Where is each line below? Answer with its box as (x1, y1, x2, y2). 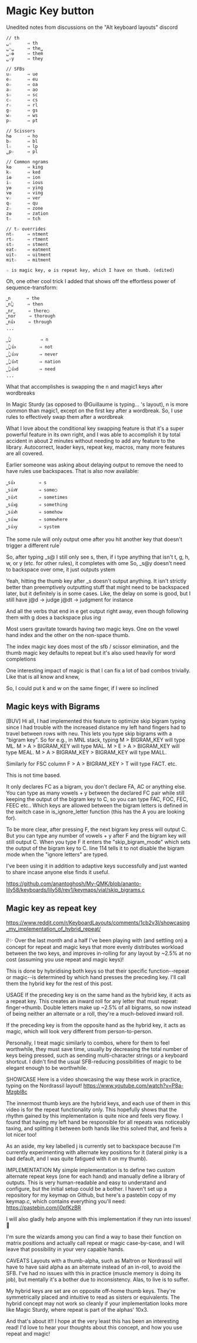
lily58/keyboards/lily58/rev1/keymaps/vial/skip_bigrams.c (6, 886, 145, 893)
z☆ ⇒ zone (6, 205, 44, 211)
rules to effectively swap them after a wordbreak (6, 413, 124, 420)
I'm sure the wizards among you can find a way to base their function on (6, 1233, 182, 1240)
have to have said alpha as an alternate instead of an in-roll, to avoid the (6, 1263, 181, 1270)
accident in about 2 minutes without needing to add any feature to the (6, 437, 175, 444)
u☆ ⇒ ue (6, 71, 38, 77)
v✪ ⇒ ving (6, 190, 44, 196)
